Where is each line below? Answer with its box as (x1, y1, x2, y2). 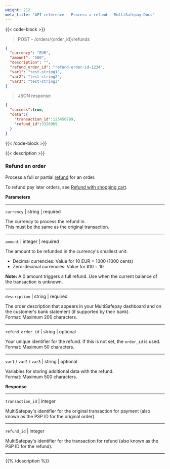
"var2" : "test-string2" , (10, 74, 62, 79)
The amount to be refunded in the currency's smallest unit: (5, 248, 128, 254)
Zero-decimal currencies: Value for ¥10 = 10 (12, 263, 104, 269)
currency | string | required (5, 208, 61, 214)
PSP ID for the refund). (5, 443, 53, 449)
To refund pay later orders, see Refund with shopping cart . (5, 184, 127, 190)
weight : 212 (5, 7, 30, 13)
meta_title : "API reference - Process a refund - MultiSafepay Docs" (5, 12, 155, 17)
